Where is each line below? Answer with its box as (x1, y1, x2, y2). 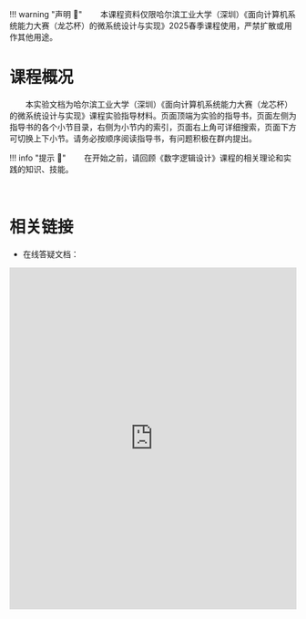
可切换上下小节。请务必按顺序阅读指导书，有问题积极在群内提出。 (9, 132, 257, 144)
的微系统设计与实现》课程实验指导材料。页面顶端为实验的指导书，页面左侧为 (9, 109, 297, 121)
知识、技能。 (25, 163, 74, 174)
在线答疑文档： (22, 248, 79, 259)
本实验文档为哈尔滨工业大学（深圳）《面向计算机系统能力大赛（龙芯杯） (25, 98, 293, 109)
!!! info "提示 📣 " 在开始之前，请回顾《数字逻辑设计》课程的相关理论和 (9, 152, 284, 163)
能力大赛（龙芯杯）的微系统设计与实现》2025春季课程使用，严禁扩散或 (16, 20, 285, 31)
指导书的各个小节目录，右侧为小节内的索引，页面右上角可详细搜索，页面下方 (9, 121, 297, 132)
